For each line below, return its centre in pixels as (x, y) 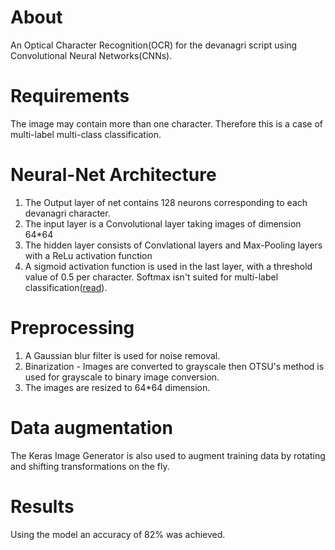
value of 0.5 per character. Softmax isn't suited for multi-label (151, 277)
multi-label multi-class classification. (86, 134)
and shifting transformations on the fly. (90, 466)
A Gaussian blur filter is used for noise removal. (122, 355)
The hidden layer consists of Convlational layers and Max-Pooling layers (173, 245)
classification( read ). (66, 287)
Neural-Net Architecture (113, 175)
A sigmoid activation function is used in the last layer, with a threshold (168, 266)
